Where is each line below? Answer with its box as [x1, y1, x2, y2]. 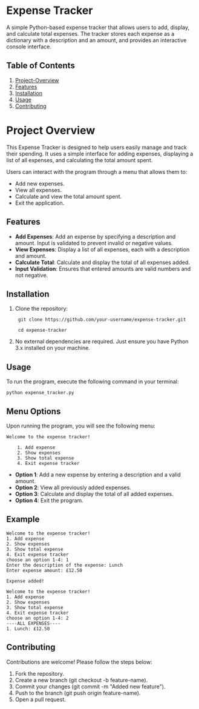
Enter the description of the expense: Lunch [6, 562, 123, 568]
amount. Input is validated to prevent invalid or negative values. [15, 239, 173, 246]
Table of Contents [6, 61, 76, 71]
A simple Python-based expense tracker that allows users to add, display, [6, 24, 189, 31]
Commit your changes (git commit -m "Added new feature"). [15, 682, 166, 690]
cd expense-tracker [18, 328, 67, 334]
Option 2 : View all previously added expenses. [15, 484, 131, 491]
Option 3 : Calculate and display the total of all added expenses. [15, 490, 174, 497]
